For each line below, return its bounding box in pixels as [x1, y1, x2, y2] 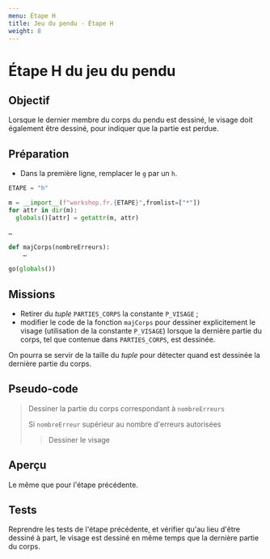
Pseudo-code [8, 382, 78, 396]
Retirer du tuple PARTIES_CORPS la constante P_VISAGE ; [19, 309, 199, 318]
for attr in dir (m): [8, 206, 78, 214]
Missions [8, 288, 56, 301]
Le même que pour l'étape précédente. [8, 480, 139, 490]
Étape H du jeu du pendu [8, 61, 176, 80]
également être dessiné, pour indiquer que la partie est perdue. [8, 124, 220, 133]
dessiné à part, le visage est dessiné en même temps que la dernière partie [8, 533, 259, 543]
